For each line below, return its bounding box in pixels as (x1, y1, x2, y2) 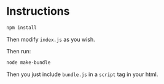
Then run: (6, 47, 31, 55)
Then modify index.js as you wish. (6, 36, 95, 43)
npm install (6, 25, 37, 31)
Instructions (6, 4, 70, 18)
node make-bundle (6, 59, 51, 66)
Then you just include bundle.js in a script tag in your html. (6, 71, 158, 78)
